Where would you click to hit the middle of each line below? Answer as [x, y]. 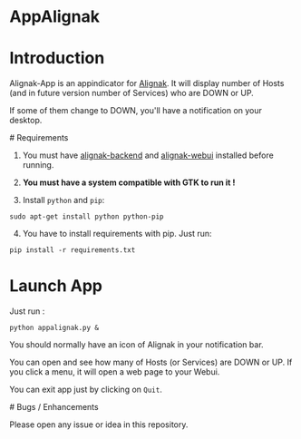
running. [38, 165]
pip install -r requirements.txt [73, 250]
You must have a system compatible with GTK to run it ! [129, 182]
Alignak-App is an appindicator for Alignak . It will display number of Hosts [147, 83]
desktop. [26, 121]
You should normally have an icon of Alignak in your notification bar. [137, 345]
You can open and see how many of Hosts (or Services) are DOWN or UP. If [151, 362]
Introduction [57, 59]
